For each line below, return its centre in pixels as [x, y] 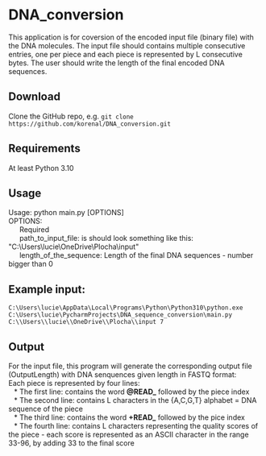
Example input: [47, 289]
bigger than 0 [31, 264]
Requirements [44, 149]
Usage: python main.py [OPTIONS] [66, 213]
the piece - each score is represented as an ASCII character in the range [129, 434]
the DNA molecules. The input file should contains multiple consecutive [127, 45]
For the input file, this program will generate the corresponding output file [130, 366]
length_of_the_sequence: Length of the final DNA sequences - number [136, 255]
